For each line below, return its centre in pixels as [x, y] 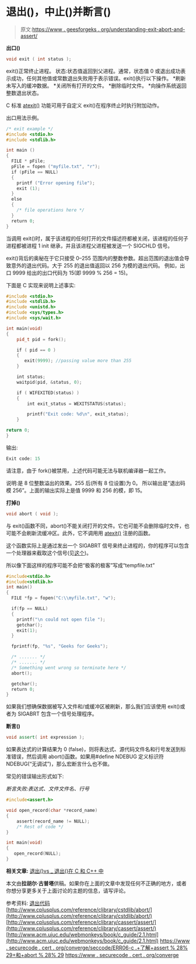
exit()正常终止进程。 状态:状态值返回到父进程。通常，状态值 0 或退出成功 [93, 71]
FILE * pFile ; [28, 161]
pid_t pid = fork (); [41, 339]
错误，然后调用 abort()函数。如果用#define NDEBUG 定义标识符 [87, 757]
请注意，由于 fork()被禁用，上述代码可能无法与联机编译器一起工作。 [87, 470]
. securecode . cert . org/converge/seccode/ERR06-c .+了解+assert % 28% [97, 948]
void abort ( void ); [32, 514]
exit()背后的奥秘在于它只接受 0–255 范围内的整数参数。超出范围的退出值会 [95, 258]
